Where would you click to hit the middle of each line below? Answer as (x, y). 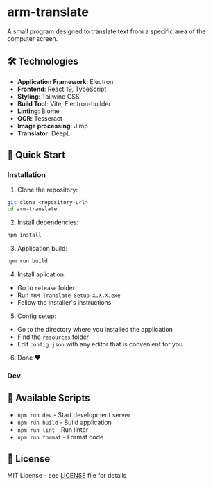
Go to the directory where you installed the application (95, 329)
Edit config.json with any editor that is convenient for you (100, 344)
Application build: (42, 249)
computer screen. (33, 38)
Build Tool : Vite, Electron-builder (64, 103)
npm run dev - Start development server (74, 414)
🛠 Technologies (43, 61)
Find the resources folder (53, 337)
